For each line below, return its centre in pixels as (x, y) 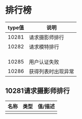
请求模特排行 (44, 47)
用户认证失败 (44, 62)
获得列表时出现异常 (51, 71)
